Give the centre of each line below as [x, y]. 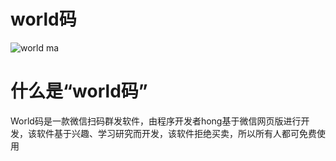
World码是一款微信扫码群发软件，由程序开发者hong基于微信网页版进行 [156, 121]
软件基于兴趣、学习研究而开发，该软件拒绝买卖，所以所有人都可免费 [176, 133]
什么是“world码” [79, 91]
